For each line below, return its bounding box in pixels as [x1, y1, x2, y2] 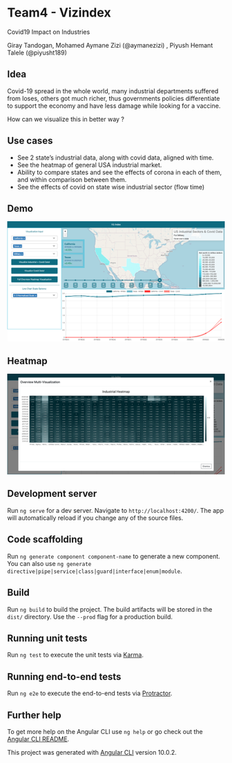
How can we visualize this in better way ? [7, 115, 125, 123]
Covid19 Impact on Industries [7, 28, 90, 36]
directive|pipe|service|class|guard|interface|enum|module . [7, 567, 182, 575]
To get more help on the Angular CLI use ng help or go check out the [7, 727, 203, 735]
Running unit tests [7, 632, 88, 644]
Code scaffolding [7, 534, 83, 545]
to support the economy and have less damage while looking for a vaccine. [7, 102, 221, 110]
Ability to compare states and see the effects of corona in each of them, [17, 168, 222, 176]
